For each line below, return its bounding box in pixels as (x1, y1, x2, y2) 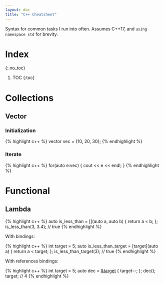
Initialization (5, 127, 36, 134)
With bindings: (5, 233, 35, 239)
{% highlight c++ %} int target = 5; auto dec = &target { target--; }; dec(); (5, 267, 156, 273)
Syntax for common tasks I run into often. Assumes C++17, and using (5, 25, 147, 31)
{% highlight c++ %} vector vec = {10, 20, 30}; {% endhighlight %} (5, 138, 142, 144)
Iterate (5, 151, 21, 158)
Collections (5, 92, 54, 103)
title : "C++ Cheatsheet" (5, 12, 57, 17)
